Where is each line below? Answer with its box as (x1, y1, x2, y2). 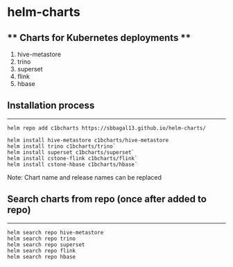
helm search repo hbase (7, 253, 76, 260)
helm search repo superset (7, 241, 85, 248)
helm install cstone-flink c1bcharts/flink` (7, 155, 138, 162)
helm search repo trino (7, 235, 76, 242)
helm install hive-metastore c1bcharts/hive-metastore (7, 137, 169, 144)
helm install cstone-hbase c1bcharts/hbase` (7, 161, 138, 168)
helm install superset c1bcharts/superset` (7, 148, 135, 156)
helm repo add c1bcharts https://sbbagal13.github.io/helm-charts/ (7, 124, 207, 132)
